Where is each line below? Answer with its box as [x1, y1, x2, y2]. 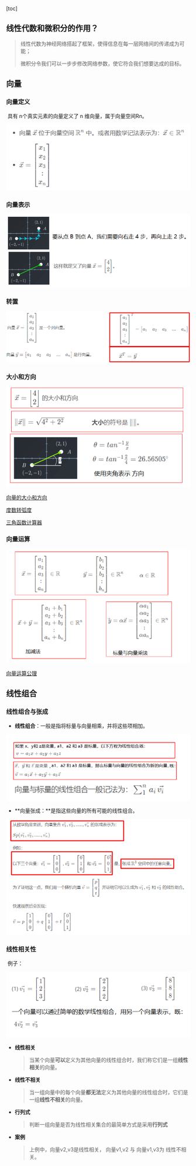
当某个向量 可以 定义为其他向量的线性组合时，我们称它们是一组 [29, 1057, 178, 1064]
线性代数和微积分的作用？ [6, 23, 98, 33]
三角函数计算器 [6, 519, 42, 526]
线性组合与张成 [6, 708, 49, 716]
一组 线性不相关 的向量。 [29, 1096, 86, 1103]
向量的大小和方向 [6, 494, 47, 501]
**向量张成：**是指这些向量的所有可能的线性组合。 [14, 807, 138, 814]
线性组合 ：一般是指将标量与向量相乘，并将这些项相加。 [14, 722, 148, 729]
